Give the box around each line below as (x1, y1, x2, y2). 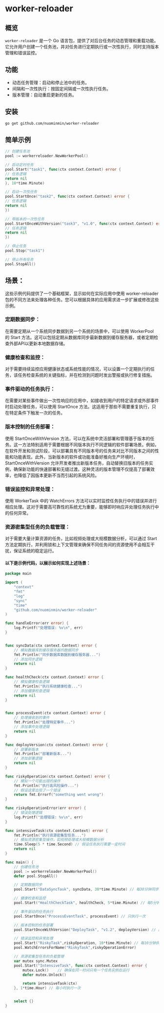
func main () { (5, 859, 34, 865)
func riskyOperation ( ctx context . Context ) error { (5, 774, 110, 779)
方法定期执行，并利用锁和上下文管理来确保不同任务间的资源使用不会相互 (5, 542, 150, 547)
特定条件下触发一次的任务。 (9, 410, 65, 416)
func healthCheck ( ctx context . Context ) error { (5, 675, 104, 680)
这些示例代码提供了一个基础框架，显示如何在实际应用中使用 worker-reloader (5, 290, 159, 296)
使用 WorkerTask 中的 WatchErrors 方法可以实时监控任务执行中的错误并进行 (5, 497, 157, 503)
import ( (5, 580, 23, 585)
